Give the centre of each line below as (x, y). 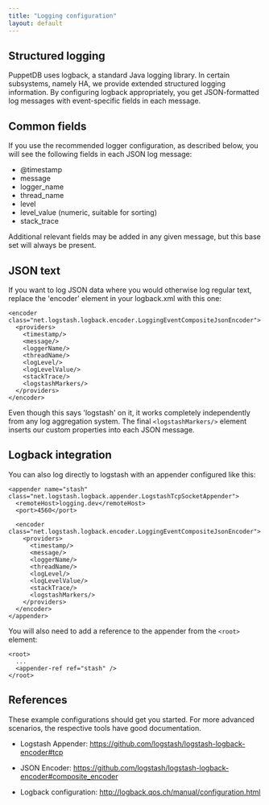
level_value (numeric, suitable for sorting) (88, 213)
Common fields (48, 126)
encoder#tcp (41, 752)
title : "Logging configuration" (62, 16)
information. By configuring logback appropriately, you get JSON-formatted (134, 93)
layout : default (35, 23)
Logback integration (60, 455)
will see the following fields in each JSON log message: (100, 155)
